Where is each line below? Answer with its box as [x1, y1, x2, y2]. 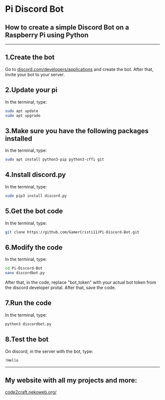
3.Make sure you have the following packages [5, 127, 149, 135]
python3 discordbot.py [5, 322, 52, 327]
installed [5, 134, 32, 143]
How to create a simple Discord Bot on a [5, 23, 129, 32]
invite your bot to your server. [5, 72, 65, 77]
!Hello [5, 358, 19, 363]
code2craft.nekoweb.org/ [5, 389, 57, 395]
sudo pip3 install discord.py [5, 193, 67, 198]
